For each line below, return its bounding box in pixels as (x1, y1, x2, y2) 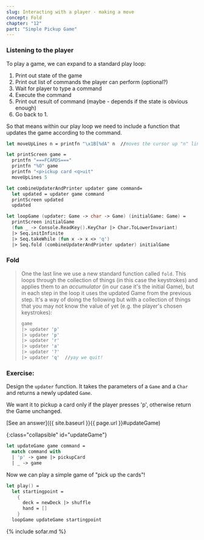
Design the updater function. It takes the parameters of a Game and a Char (6, 383, 188, 390)
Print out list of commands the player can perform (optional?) (15, 78, 168, 85)
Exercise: (6, 369, 35, 377)
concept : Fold (6, 15, 42, 21)
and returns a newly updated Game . (6, 389, 92, 397)
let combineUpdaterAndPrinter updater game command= (6, 185, 143, 191)
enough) (15, 104, 36, 112)
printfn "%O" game (12, 163, 59, 169)
